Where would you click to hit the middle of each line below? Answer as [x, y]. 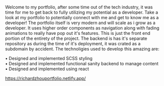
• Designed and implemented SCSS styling [49, 58]
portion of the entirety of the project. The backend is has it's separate [76, 38]
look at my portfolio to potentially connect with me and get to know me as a [82, 17]
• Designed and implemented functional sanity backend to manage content [82, 64]
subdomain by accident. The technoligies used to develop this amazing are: [82, 49]
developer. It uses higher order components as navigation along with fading [82, 28]
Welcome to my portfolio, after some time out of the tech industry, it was [79, 7]
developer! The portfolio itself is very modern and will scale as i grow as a [80, 23]
